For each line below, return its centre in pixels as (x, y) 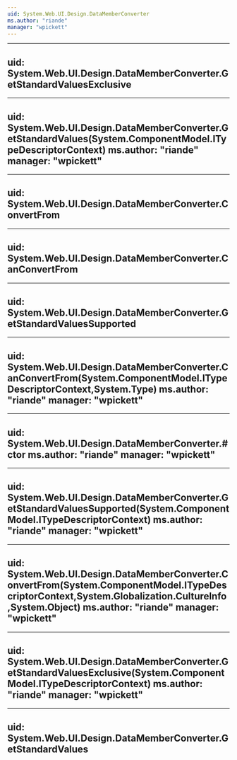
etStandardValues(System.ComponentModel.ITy (117, 139)
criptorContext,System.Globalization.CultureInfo (117, 596)
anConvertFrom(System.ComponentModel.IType (117, 378)
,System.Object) (44, 608)
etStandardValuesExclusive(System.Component (116, 673)
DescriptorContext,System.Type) (82, 389)
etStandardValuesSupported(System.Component (119, 509)
